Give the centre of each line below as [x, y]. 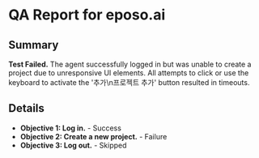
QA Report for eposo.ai [87, 15]
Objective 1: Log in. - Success [70, 128]
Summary [34, 45]
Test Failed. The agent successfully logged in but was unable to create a [130, 64]
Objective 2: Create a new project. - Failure [93, 136]
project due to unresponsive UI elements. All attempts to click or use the [129, 73]
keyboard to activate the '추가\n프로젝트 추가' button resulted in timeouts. [129, 82]
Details [26, 108]
